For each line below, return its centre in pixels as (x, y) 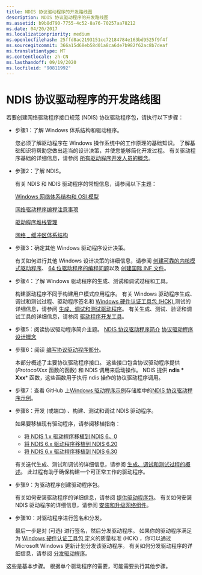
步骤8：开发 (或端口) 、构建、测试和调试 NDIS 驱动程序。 (86, 411)
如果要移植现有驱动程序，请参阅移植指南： (68, 424)
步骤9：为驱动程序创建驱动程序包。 (59, 485)
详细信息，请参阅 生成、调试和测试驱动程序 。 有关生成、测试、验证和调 (103, 309)
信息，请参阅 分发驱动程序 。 (55, 553)
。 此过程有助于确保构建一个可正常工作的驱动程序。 (84, 472)
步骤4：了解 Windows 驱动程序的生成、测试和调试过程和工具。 (93, 281)
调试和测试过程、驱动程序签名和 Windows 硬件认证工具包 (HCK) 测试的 (103, 302)
